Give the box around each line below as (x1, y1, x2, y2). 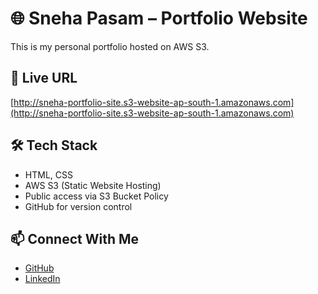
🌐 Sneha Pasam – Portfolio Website (10, 7, 308, 30)
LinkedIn (24, 273, 61, 285)
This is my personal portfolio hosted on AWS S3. (10, 40, 210, 52)
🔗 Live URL (10, 70, 78, 87)
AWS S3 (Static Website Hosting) (24, 179, 162, 191)
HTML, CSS (24, 168, 73, 181)
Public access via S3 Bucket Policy (24, 190, 169, 202)
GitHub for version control (24, 200, 133, 212)
